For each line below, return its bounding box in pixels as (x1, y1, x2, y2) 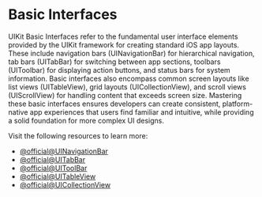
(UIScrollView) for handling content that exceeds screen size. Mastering (8, 90, 242, 100)
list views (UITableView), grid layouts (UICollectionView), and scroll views (8, 81, 247, 92)
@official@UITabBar (19, 154, 85, 164)
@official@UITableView (19, 172, 96, 181)
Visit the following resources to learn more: (8, 131, 148, 140)
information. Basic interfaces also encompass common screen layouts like (8, 74, 250, 83)
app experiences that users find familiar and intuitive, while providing (29, 107, 254, 116)
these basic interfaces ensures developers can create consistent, (8, 99, 221, 108)
